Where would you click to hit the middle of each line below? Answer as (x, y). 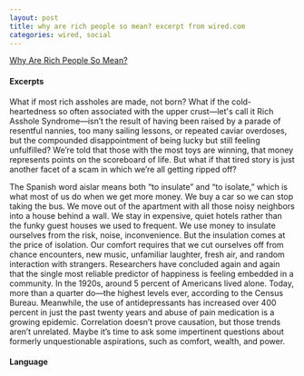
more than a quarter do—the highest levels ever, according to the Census (147, 292)
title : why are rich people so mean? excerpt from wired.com (127, 26)
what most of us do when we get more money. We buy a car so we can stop (152, 196)
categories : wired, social (60, 35)
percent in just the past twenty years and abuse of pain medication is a (142, 312)
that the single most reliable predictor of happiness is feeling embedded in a (152, 273)
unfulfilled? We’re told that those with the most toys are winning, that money (152, 150)
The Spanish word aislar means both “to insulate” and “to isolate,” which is (149, 186)
